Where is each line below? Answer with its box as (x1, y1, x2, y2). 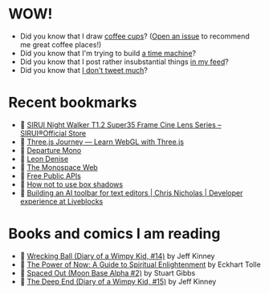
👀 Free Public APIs (19, 171, 82, 180)
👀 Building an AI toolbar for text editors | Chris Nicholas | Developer (19, 187, 243, 197)
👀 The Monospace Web (19, 162, 98, 172)
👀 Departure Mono (19, 145, 82, 155)
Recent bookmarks (8, 94, 138, 112)
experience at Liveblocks (19, 196, 104, 206)
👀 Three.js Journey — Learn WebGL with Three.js (19, 137, 185, 147)
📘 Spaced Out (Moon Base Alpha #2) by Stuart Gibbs (19, 268, 196, 277)
